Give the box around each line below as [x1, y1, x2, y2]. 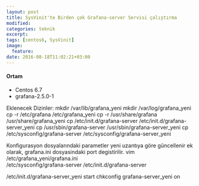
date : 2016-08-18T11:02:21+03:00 [6, 54, 91, 60]
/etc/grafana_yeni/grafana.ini [6, 154, 78, 162]
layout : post [6, 8, 39, 15]
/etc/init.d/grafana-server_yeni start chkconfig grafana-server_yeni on [6, 173, 180, 180]
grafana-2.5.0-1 [15, 92, 54, 100]
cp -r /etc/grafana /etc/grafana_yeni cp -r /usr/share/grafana [6, 110, 157, 118]
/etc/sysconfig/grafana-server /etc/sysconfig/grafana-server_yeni [6, 130, 171, 137]
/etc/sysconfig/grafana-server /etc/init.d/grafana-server [6, 161, 147, 168]
